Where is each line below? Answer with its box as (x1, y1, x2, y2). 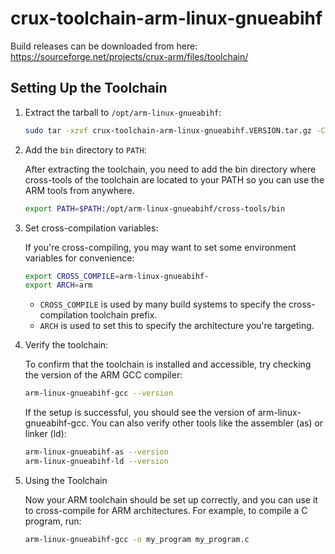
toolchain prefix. (90, 309, 158, 321)
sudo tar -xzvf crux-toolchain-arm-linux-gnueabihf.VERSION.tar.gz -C (24, 125, 326, 136)
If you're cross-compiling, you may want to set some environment (24, 241, 297, 253)
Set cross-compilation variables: (24, 222, 159, 234)
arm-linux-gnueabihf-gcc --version (24, 388, 174, 399)
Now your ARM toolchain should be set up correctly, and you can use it (24, 493, 318, 506)
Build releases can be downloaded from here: (10, 40, 198, 52)
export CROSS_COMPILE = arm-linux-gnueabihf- (24, 271, 210, 281)
